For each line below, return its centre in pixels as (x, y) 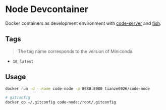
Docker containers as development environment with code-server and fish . (83, 23)
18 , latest (23, 61)
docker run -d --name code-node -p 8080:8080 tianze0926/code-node (78, 89)
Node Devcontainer (47, 9)
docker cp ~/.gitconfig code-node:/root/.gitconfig (61, 102)
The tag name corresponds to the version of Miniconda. (75, 51)
